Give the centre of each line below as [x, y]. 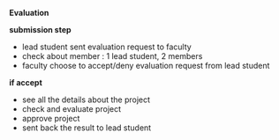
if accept [26, 82]
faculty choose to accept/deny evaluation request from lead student [146, 66]
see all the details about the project [86, 99]
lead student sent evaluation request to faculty [106, 47]
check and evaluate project [72, 109]
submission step [41, 29]
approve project [51, 118]
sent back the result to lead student [87, 128]
